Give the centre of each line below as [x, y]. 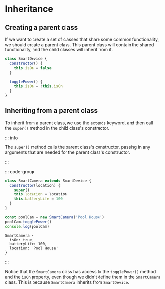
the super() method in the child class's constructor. [57, 128]
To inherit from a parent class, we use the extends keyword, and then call [79, 123]
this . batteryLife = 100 [38, 199]
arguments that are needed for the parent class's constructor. [68, 152]
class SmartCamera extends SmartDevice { [48, 181]
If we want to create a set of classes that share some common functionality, [82, 39]
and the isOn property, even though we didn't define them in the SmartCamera [83, 277]
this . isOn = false [33, 68]
